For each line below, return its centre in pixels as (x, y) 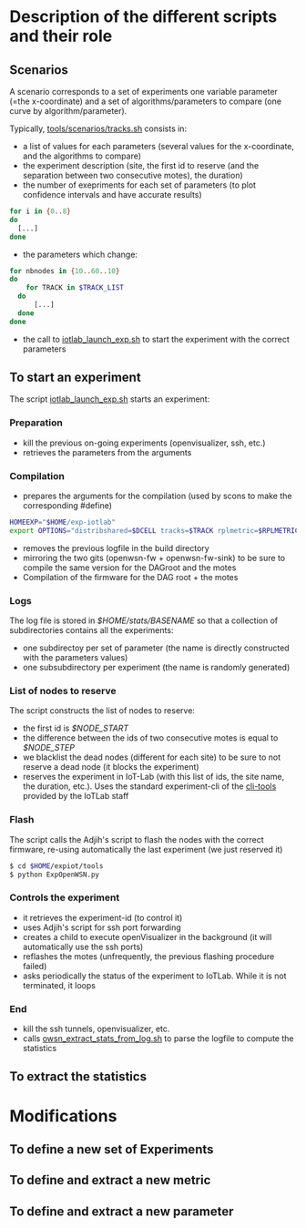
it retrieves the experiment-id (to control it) (102, 917)
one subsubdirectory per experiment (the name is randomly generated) (156, 668)
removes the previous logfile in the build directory (116, 547)
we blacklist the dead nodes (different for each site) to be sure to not (151, 757)
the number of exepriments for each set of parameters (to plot (139, 185)
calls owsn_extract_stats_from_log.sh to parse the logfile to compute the (158, 1039)
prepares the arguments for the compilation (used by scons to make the (157, 496)
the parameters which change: (80, 254)
